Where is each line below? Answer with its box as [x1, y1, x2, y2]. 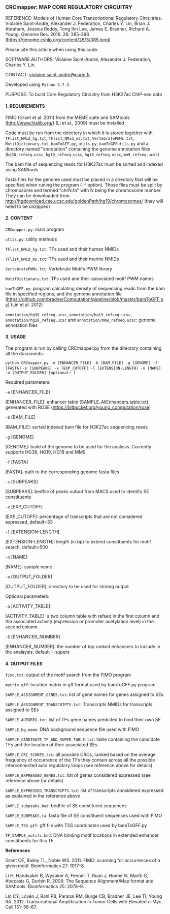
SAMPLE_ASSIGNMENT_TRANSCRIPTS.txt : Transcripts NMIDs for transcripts [5, 702, 153, 708]
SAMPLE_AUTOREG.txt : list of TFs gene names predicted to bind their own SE [5, 717, 161, 723]
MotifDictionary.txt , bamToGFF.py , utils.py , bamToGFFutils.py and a [5, 140, 149, 146]
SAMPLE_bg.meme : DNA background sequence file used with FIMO [5, 726, 140, 733]
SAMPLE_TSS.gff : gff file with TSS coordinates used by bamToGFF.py [5, 822, 147, 829]
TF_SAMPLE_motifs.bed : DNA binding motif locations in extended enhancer [5, 832, 159, 838]
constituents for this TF [5, 838, 54, 844]
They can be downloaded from [5, 192, 70, 199]
